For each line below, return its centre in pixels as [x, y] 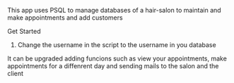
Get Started [24, 31]
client [15, 74]
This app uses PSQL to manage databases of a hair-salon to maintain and [114, 10]
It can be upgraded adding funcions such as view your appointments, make [117, 58]
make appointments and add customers [65, 18]
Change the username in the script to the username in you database [117, 45]
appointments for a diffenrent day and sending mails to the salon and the [113, 66]
